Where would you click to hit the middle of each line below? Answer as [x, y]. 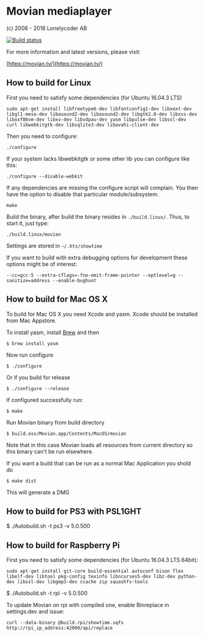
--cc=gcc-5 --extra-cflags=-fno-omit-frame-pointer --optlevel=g [91, 275]
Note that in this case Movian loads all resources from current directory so [100, 445]
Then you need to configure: [42, 136]
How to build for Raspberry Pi [63, 545]
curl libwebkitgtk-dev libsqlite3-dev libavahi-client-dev [83, 125]
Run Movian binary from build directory [55, 422]
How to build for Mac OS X [57, 300]
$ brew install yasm [33, 343]
